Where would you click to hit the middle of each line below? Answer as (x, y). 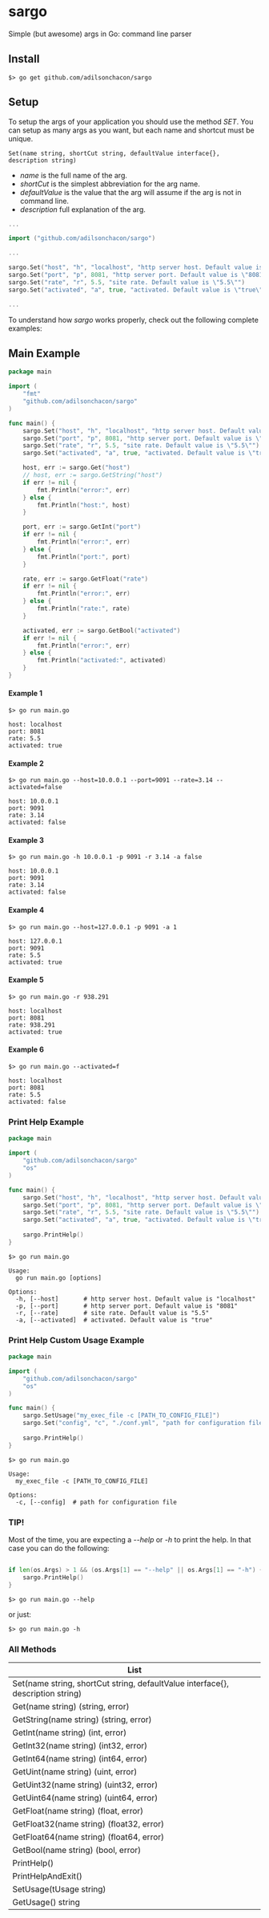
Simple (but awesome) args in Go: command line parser (100, 34)
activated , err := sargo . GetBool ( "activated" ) (102, 630)
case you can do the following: (59, 1548)
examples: (25, 328)
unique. (21, 138)
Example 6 (26, 1049)
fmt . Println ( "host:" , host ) (84, 505)
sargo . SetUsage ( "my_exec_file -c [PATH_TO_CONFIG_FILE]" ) (121, 1415)
